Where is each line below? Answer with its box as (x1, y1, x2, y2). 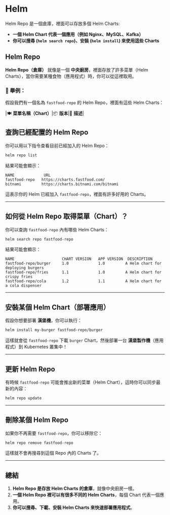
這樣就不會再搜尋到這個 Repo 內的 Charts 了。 (5, 450, 102, 456)
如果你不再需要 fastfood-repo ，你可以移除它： (5, 430, 103, 436)
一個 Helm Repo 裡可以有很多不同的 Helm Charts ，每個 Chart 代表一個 (12, 492, 160, 498)
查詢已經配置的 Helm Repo (5, 128, 89, 137)
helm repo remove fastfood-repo (5, 440, 73, 445)
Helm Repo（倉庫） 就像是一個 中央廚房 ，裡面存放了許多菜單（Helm (5, 66, 148, 73)
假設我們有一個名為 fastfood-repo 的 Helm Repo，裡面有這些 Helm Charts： (5, 99, 164, 106)
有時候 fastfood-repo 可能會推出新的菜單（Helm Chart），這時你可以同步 (5, 379, 156, 385)
